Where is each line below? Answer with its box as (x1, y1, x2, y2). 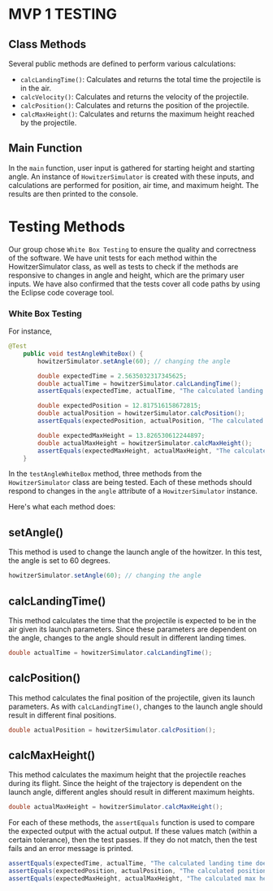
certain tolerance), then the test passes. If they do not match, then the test (8, 835, 258, 845)
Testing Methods (8, 217, 126, 236)
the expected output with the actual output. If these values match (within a (8, 827, 258, 836)
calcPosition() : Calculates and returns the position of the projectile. (19, 101, 249, 110)
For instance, (8, 326, 53, 336)
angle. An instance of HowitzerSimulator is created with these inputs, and (8, 172, 254, 181)
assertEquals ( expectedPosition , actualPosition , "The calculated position (8, 867, 267, 876)
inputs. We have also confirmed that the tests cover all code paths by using (8, 278, 261, 289)
